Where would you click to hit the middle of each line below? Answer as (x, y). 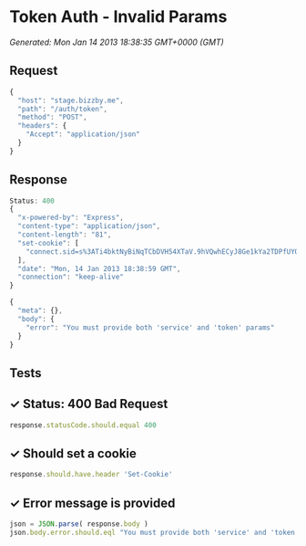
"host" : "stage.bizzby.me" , (71, 100)
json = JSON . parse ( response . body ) (79, 524)
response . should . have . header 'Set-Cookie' (91, 475)
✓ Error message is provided (92, 503)
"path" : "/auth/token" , (62, 109)
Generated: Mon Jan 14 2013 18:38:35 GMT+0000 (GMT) (117, 42)
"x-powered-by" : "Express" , (71, 218)
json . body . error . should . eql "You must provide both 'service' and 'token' (154, 532)
